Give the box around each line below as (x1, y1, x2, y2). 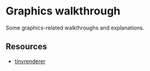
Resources (5, 42, 47, 52)
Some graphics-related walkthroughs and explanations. (5, 24, 145, 31)
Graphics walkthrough (5, 4, 121, 18)
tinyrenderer (14, 57, 46, 64)
